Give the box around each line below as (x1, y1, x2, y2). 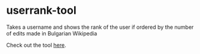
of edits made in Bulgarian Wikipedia (6, 29, 98, 37)
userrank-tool (6, 4, 77, 17)
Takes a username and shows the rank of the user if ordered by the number (6, 23, 194, 31)
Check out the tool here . (6, 41, 66, 49)
